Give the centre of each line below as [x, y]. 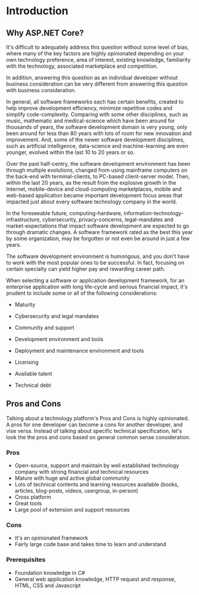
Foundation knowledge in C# [50, 572]
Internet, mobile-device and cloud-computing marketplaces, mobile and [94, 189]
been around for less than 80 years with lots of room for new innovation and [99, 133]
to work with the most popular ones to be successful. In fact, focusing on [95, 262]
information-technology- [153, 213]
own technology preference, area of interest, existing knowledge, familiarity [98, 60]
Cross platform [33, 497]
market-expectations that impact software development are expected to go [98, 226]
